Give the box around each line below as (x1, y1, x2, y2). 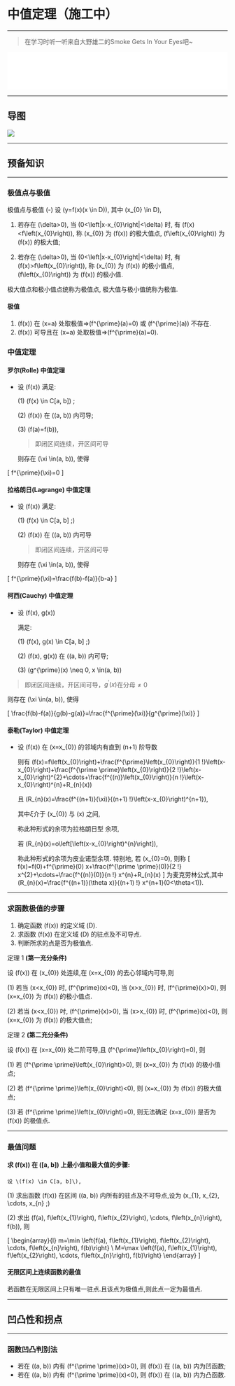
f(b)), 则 (7, 1222, 30, 1231)
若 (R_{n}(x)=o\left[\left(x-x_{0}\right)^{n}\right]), (17, 839, 159, 848)
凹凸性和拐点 (7, 1314, 63, 1326)
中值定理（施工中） (7, 6, 118, 22)
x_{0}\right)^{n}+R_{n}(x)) (17, 780, 92, 789)
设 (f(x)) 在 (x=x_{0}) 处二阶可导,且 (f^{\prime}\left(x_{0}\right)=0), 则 (7, 1045, 206, 1053)
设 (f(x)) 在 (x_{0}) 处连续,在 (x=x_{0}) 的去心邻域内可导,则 (7, 968, 174, 976)
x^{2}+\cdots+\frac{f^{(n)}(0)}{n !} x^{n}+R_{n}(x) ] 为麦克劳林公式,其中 (17, 871, 224, 879)
